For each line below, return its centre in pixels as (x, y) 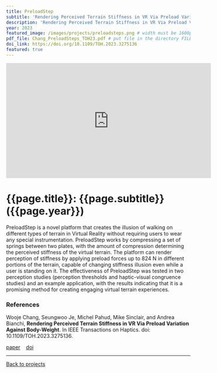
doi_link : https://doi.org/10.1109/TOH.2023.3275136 (72, 44)
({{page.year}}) (45, 211)
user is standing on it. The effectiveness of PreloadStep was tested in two (95, 271)
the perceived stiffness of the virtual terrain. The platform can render (89, 252)
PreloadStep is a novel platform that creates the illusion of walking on (89, 227)
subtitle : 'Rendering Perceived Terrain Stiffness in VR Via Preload (93, 17)
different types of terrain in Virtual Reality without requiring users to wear (94, 233)
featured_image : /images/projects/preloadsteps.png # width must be (91, 33)
